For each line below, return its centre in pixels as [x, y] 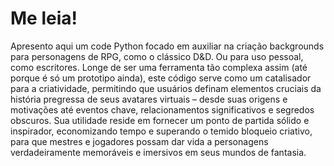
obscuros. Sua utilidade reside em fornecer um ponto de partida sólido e [160, 120]
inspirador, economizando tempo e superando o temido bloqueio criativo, [161, 131]
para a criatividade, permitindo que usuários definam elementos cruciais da [166, 88]
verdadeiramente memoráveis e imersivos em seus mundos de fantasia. [158, 152]
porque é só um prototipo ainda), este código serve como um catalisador [161, 78]
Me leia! [44, 18]
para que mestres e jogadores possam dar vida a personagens [139, 141]
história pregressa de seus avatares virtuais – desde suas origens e [149, 99]
